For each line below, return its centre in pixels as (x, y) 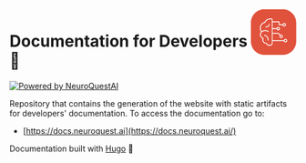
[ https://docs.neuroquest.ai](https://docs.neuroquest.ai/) (129, 130)
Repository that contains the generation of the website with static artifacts (148, 103)
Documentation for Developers (128, 41)
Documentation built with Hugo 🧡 (71, 148)
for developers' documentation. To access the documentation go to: (137, 113)
